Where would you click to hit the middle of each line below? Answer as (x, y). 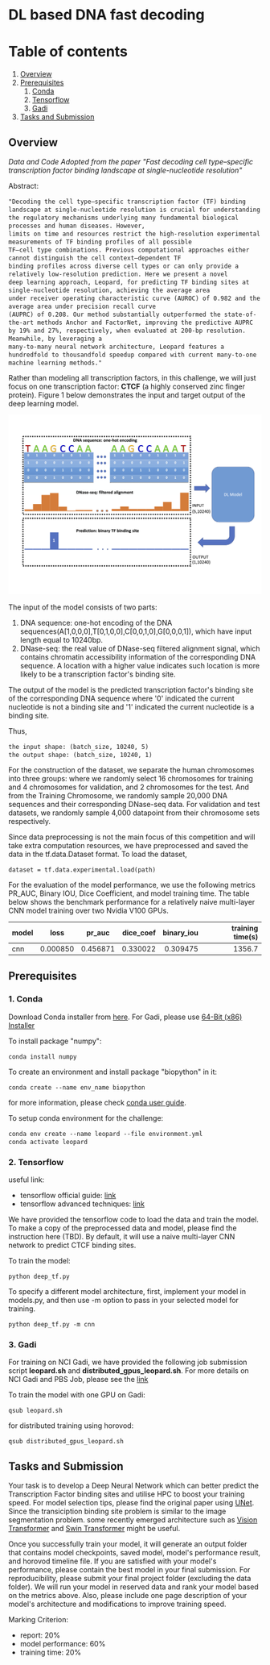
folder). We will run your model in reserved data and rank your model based (133, 1587)
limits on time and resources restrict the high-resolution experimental (135, 234)
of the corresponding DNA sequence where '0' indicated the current (121, 698)
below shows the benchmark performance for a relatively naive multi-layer (132, 901)
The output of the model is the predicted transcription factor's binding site (131, 689)
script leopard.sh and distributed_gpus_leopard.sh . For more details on (129, 1371)
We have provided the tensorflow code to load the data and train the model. (133, 1220)
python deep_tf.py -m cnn (51, 1325)
